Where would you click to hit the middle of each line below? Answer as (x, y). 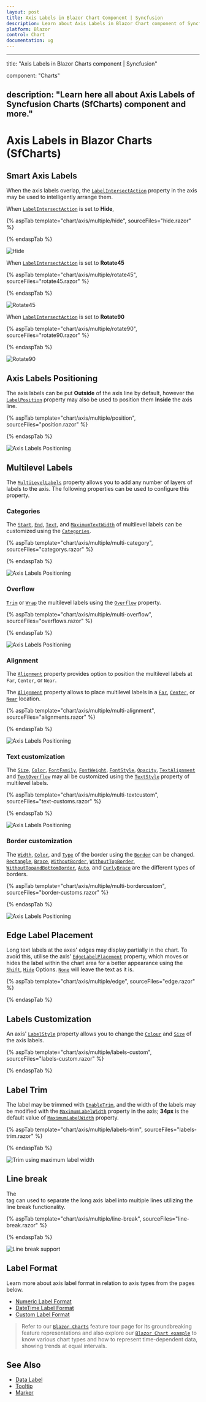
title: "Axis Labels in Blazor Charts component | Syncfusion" (82, 64)
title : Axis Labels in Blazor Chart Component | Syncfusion (85, 18)
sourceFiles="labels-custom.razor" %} (55, 1059)
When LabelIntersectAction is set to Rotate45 (65, 263)
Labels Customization (49, 1019)
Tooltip (24, 1386)
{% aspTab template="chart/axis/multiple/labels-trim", (74, 1129)
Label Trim (27, 1090)
